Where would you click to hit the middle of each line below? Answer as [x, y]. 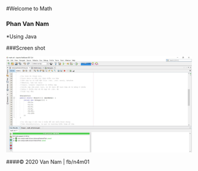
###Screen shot [26, 48]
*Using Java [22, 37]
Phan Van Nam [28, 24]
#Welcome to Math [29, 9]
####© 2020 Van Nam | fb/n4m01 [48, 162]
